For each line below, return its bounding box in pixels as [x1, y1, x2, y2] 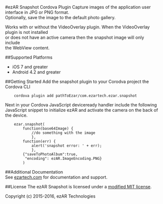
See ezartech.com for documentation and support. [5, 174, 108, 180]
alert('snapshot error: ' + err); [31, 143, 102, 148]
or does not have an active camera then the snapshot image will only [5, 34, 144, 40]
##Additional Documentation [5, 169, 63, 175]
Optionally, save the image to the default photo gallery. [5, 15, 116, 20]
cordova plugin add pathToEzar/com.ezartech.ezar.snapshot [14, 93, 137, 98]
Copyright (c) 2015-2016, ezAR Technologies [5, 193, 96, 199]
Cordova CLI [5, 84, 30, 90]
